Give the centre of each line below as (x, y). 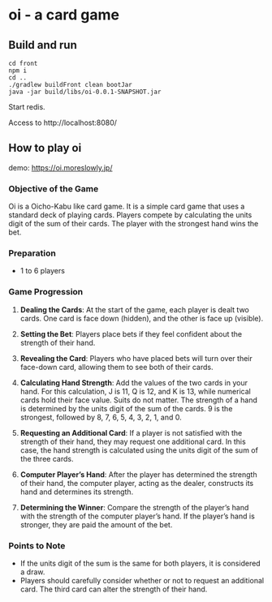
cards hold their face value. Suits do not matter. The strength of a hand (139, 400)
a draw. (32, 572)
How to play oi (45, 148)
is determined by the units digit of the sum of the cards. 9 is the (126, 408)
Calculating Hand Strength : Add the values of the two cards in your (134, 382)
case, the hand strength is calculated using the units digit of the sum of (139, 450)
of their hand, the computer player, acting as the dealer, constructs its (137, 483)
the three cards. (47, 458)
